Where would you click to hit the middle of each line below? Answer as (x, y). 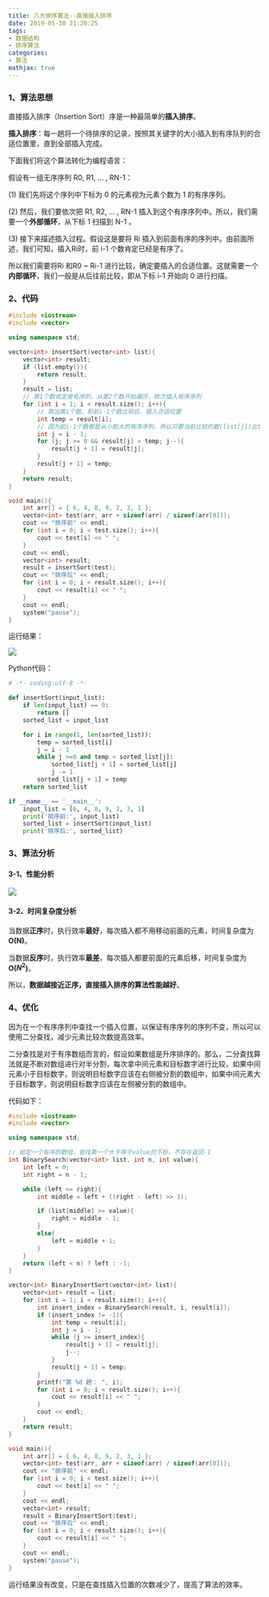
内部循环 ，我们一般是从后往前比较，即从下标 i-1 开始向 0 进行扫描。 (120, 276)
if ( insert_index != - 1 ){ (80, 1315)
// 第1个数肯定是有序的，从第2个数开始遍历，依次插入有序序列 (112, 397)
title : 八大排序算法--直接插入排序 (60, 16)
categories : (28, 53)
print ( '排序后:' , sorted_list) (73, 831)
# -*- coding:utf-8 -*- (48, 683)
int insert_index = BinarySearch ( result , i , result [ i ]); (134, 1308)
